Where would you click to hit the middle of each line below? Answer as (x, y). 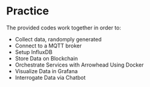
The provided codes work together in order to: (64, 28)
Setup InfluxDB (34, 52)
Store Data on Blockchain (46, 58)
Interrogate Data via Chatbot (50, 77)
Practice (28, 11)
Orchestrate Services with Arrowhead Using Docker (79, 65)
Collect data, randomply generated (58, 39)
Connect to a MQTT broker (48, 46)
